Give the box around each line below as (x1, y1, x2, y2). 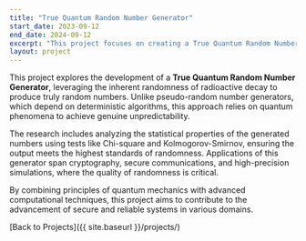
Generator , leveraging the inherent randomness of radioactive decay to (9, 82, 278, 93)
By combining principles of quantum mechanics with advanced (9, 185, 246, 196)
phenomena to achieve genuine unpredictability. (9, 111, 190, 122)
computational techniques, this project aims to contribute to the (9, 195, 248, 206)
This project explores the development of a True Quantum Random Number (9, 72, 296, 83)
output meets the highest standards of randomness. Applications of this (9, 147, 280, 159)
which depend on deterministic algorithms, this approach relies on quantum (9, 101, 293, 112)
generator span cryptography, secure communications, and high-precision (9, 157, 290, 168)
